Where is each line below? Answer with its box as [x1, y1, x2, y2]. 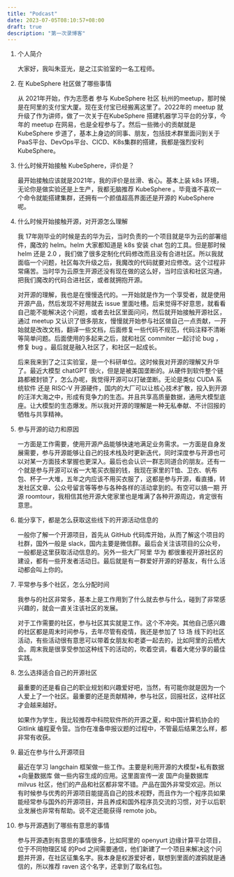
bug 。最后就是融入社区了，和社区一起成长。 [31, 343, 161, 351]
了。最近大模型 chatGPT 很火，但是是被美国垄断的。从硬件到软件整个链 [17, 367, 224, 375]
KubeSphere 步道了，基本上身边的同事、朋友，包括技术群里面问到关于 [17, 129, 220, 138]
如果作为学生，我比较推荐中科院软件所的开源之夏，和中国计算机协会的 [17, 716, 220, 724]
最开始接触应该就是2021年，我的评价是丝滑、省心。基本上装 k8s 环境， [17, 176, 224, 185]
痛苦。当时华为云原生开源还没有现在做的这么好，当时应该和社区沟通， [23, 267, 226, 276]
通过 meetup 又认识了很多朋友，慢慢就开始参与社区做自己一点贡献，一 [17, 317, 221, 325]
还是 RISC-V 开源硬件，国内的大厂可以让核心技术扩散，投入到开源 [37, 384, 227, 392]
